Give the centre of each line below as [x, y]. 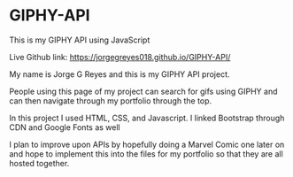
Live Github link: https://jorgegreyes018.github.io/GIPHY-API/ [120, 57]
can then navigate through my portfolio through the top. [111, 100]
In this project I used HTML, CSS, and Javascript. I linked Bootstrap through [147, 118]
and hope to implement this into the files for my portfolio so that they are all [146, 154]
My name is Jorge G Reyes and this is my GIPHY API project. [120, 74]
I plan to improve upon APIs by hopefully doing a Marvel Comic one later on [147, 144]
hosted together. [39, 163]
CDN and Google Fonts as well [65, 127]
